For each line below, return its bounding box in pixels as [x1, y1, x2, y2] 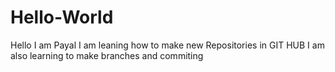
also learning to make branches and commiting [10, 49, 204, 61]
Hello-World [10, 6, 114, 29]
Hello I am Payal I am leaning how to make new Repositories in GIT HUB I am [10, 39, 325, 51]
